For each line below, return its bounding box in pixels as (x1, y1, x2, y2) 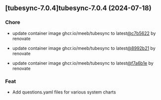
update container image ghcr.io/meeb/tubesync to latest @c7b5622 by (12, 30, 156, 36)
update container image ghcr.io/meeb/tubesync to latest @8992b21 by (12, 45, 156, 51)
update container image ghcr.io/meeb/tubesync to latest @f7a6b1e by (12, 60, 154, 66)
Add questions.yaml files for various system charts (12, 89, 116, 95)
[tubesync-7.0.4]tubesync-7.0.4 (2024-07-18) (5, 4, 152, 12)
